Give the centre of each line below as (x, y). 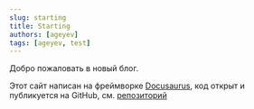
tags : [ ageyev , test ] (50, 43)
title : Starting (40, 26)
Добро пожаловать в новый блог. (74, 68)
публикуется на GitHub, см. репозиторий (88, 95)
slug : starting (38, 18)
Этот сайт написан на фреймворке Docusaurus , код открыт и (127, 86)
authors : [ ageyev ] (44, 34)
